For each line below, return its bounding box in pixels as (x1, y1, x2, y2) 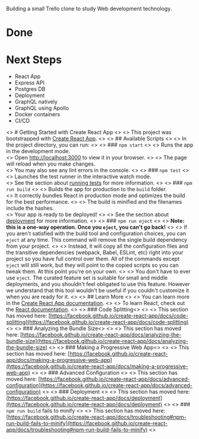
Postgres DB (14, 86, 46, 93)
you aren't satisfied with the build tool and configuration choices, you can (6, 230, 186, 237)
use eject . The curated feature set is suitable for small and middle (6, 274, 168, 282)
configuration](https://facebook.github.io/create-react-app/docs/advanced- (6, 382, 193, 389)
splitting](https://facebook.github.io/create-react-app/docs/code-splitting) (6, 319, 189, 326)
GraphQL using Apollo (14, 104, 70, 112)
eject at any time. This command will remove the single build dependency (6, 236, 188, 244)
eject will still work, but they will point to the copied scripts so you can (6, 261, 179, 269)
